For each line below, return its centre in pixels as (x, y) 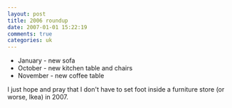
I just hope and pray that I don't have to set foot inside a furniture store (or (116, 90)
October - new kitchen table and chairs (75, 68)
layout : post (27, 14)
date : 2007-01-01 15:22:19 (47, 27)
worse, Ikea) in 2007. (38, 97)
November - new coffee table (61, 76)
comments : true (30, 34)
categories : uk (30, 40)
